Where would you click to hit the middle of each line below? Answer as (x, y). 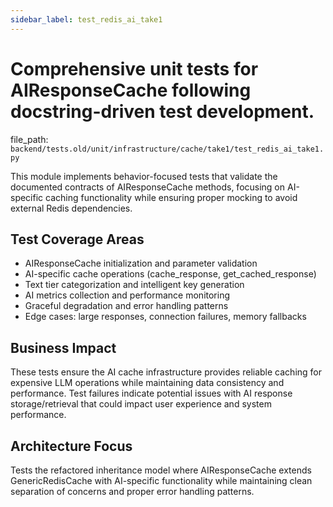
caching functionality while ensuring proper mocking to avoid (171, 197)
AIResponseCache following (131, 90)
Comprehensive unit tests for (134, 68)
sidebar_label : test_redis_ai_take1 (86, 19)
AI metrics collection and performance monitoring (127, 295)
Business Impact (63, 347)
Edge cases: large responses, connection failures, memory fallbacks (165, 317)
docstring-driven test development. (162, 111)
